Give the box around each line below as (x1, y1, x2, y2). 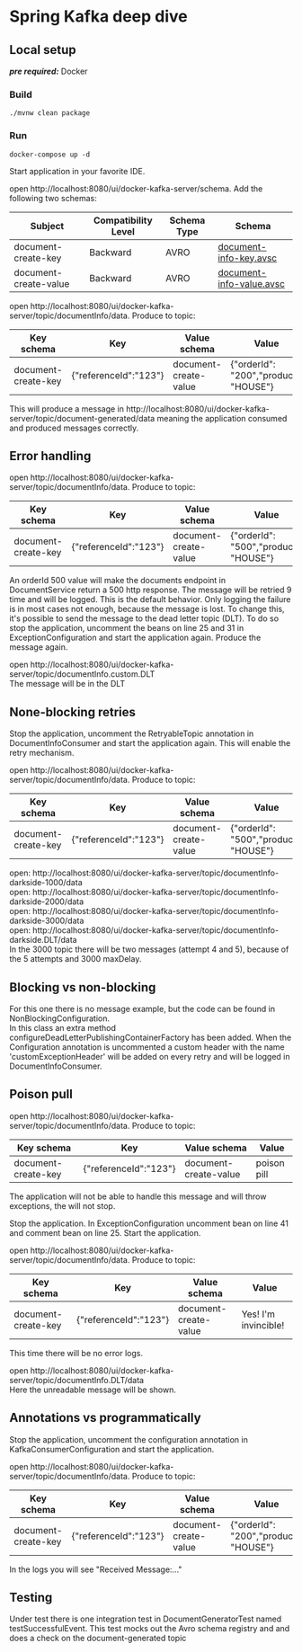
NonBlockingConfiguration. (9, 1013, 111, 1024)
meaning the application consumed (156, 413, 288, 423)
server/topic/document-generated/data (9, 413, 155, 423)
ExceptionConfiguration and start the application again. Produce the (9, 632, 262, 644)
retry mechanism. (9, 748, 75, 759)
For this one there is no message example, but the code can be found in (9, 1004, 276, 1015)
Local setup (9, 42, 76, 58)
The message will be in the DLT (9, 679, 126, 689)
